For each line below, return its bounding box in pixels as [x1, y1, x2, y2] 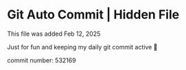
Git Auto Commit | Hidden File [7, 7, 180, 23]
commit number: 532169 [7, 56, 77, 65]
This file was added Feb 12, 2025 [7, 30, 101, 38]
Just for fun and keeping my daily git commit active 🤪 [7, 43, 158, 51]
